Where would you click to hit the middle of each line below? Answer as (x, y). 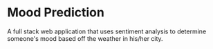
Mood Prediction (56, 13)
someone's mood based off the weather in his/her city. (85, 38)
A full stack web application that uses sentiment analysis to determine (107, 31)
